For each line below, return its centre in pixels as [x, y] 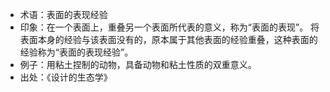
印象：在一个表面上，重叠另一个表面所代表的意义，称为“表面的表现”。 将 [169, 27]
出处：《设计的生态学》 [66, 77]
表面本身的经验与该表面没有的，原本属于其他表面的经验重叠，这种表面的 [168, 39]
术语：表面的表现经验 [63, 14]
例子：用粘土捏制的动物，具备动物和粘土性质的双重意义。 [138, 64]
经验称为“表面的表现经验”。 [76, 52]
